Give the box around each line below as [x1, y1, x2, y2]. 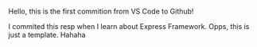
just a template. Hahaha [8, 31, 86, 39]
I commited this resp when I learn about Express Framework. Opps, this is [8, 22, 250, 31]
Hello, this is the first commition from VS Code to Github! [8, 7, 194, 16]
